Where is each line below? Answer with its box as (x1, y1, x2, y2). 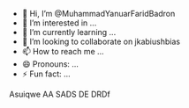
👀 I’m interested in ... (21, 18, 97, 28)
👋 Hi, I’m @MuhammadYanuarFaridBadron (21, 9, 176, 18)
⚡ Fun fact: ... (21, 68, 71, 79)
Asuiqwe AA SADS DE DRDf (9, 89, 110, 99)
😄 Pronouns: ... (21, 59, 79, 69)
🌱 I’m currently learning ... (21, 27, 117, 37)
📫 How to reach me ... (21, 47, 104, 56)
